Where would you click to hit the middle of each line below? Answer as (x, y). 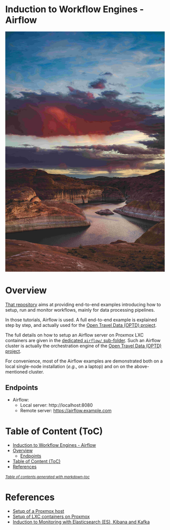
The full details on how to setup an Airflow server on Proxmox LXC (75, 335)
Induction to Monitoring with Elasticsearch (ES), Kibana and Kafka (81, 522)
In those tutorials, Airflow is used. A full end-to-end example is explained (81, 320)
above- (141, 366)
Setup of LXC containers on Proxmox (51, 517)
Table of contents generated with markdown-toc (48, 477)
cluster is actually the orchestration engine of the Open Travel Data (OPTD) (83, 346)
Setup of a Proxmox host (38, 511)
